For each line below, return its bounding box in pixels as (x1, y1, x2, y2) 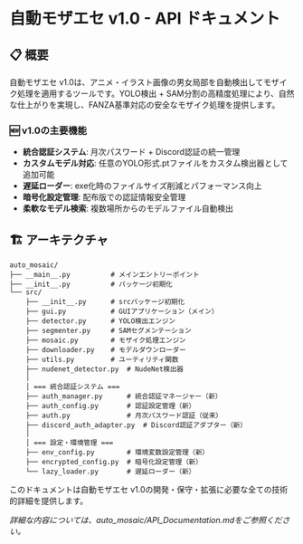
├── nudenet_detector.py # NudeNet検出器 (25, 365, 184, 374)
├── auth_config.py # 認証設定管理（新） (25, 402, 196, 411)
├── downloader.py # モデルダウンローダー (25, 346, 187, 355)
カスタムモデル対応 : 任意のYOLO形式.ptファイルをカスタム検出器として (22, 157, 289, 168)
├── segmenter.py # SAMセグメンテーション (25, 327, 192, 336)
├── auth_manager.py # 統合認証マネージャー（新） (25, 392, 223, 401)
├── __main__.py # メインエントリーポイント (9, 271, 200, 280)
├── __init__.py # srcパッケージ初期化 (25, 298, 185, 307)
